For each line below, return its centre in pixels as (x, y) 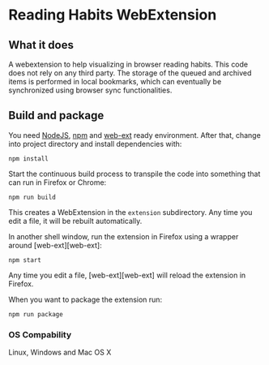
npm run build (32, 197)
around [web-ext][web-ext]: (56, 245)
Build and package (56, 116)
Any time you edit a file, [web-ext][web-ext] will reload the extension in (127, 275)
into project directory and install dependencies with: (95, 144)
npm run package (36, 314)
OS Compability (40, 334)
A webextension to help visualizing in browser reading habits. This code (128, 64)
